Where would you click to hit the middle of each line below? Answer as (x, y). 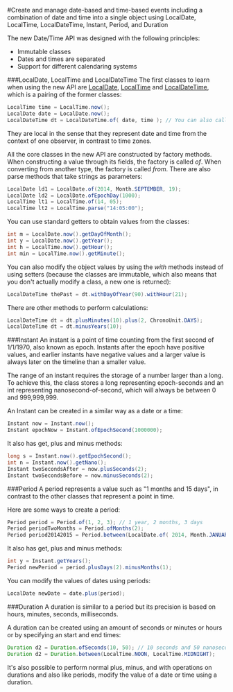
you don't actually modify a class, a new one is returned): (89, 282)
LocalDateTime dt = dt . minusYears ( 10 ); (65, 327)
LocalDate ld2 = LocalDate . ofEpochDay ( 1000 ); (74, 196)
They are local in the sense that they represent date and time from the (107, 133)
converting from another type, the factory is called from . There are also (109, 168)
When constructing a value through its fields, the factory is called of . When (114, 162)
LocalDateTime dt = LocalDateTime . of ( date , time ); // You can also (110, 120)
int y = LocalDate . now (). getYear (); (60, 241)
